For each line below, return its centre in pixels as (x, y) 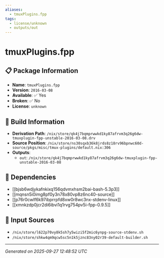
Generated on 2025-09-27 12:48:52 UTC (46, 251)
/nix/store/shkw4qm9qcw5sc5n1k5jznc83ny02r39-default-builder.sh (80, 237)
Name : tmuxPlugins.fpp (36, 85)
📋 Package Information (42, 71)
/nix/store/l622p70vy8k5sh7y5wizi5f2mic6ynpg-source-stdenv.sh (78, 232)
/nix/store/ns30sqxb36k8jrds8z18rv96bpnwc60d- (95, 143)
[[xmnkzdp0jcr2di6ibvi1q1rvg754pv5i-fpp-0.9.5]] (61, 205)
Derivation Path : (29, 133)
